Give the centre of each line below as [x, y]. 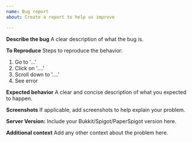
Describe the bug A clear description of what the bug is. [75, 39]
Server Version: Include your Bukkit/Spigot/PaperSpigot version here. [91, 121]
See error [26, 81]
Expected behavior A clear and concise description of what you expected [96, 92]
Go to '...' [25, 62]
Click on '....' [30, 68]
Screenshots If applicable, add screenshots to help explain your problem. [96, 110]
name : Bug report [27, 11]
